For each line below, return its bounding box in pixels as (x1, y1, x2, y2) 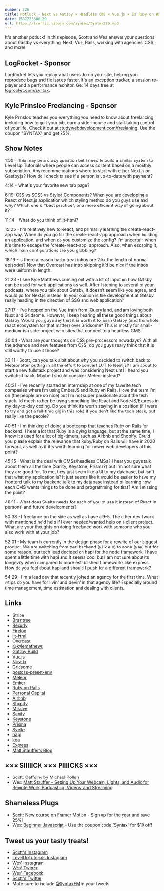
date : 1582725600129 (5, 16, 47, 21)
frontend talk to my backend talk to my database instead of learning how (5, 479, 151, 485)
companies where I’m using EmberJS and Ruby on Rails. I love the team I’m (5, 387, 156, 393)
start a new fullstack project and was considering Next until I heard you (5, 367, 148, 373)
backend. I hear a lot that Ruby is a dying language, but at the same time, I (5, 428, 154, 434)
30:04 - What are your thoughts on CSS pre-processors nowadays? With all (5, 337, 158, 343)
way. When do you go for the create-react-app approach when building (14, 231, 158, 237)
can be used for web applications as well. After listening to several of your (5, 282, 154, 288)
